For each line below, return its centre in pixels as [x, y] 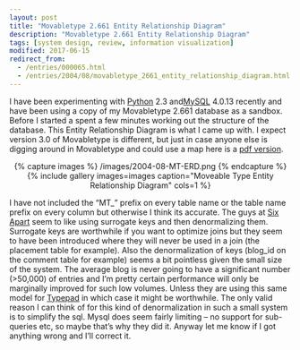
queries [23, 326]
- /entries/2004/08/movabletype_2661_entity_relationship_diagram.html [154, 76]
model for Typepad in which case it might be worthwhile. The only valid [141, 297]
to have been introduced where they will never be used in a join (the [134, 240]
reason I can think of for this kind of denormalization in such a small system [149, 307]
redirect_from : [38, 59]
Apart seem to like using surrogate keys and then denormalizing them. [139, 221]
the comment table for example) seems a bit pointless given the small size [146, 260]
